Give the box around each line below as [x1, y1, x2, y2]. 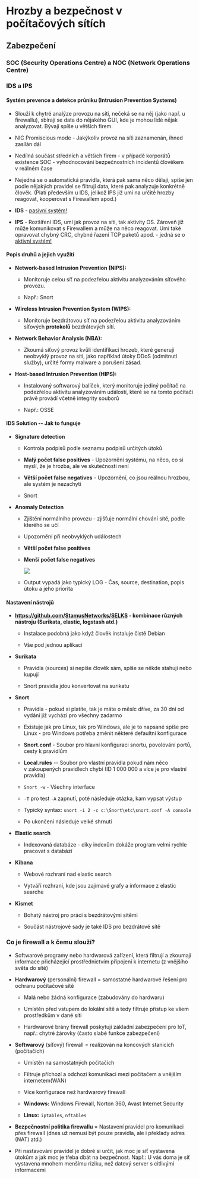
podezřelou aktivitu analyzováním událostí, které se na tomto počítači [23, 388, 194, 395]
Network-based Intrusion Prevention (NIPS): [14, 264, 127, 271]
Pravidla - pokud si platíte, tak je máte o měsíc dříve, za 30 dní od [23, 705, 184, 713]
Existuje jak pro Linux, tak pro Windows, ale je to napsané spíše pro [23, 723, 189, 731]
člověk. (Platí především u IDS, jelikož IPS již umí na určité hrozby [14, 189, 175, 196]
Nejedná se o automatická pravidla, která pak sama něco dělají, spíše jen [14, 176, 193, 183]
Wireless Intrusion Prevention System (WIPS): [14, 305, 131, 312]
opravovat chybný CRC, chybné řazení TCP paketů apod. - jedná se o [14, 231, 185, 238]
